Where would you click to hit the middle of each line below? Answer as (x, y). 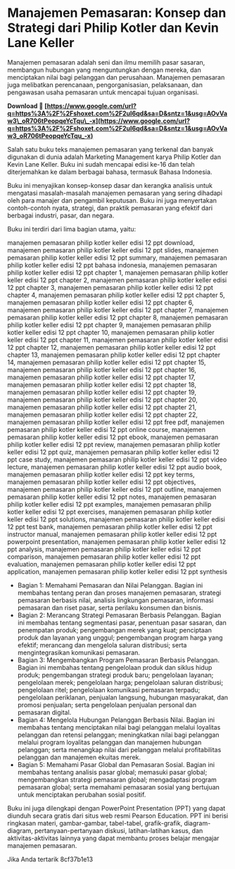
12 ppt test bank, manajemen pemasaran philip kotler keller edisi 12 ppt (110, 526)
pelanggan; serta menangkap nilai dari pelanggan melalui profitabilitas (119, 749)
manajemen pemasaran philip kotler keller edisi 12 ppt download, (101, 242)
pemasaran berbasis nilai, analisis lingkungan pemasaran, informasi (115, 600)
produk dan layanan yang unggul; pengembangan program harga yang (120, 638)
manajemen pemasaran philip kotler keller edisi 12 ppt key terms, (101, 474)
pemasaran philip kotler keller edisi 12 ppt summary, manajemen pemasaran (117, 258)
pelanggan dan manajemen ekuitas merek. (79, 757)
